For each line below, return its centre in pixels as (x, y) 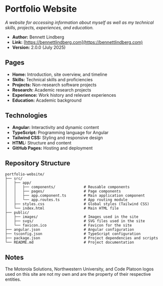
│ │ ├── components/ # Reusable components (68, 187)
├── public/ (17, 213)
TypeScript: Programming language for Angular (60, 132)
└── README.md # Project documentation (70, 242)
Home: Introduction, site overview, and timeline (60, 74)
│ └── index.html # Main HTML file (62, 208)
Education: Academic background (47, 100)
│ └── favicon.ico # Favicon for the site (69, 225)
